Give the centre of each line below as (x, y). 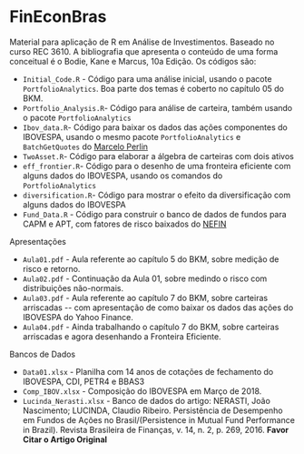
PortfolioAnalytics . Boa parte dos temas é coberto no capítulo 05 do (153, 88)
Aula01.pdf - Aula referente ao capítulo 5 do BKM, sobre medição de (151, 259)
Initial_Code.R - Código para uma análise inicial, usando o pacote (147, 78)
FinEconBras (58, 17)
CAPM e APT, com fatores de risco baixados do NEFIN (124, 224)
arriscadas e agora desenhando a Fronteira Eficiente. (122, 336)
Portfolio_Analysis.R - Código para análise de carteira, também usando (157, 107)
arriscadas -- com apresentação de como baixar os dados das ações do (158, 308)
